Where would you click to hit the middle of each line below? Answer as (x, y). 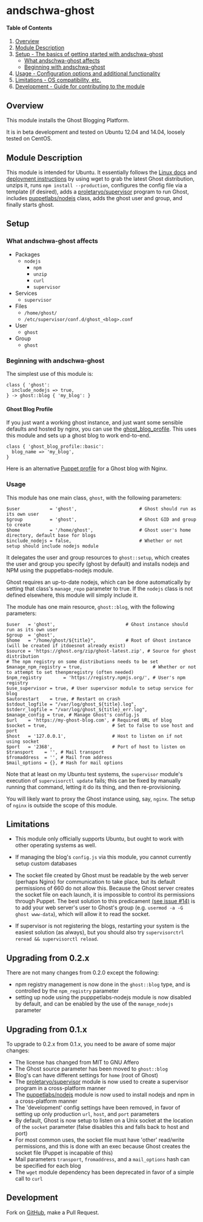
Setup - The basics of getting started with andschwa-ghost (89, 54)
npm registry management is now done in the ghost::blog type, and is (103, 984)
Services (26, 293)
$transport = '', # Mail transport (55, 752)
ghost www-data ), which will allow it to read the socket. (82, 914)
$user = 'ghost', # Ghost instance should (97, 624)
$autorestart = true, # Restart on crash (63, 699)
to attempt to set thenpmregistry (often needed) (70, 672)
